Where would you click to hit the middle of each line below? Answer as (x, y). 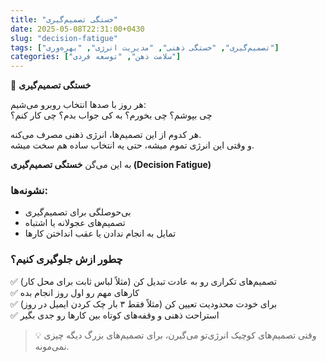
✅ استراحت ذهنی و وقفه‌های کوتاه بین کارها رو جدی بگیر (115, 315)
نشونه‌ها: (29, 191)
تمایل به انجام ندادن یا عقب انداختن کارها (100, 233)
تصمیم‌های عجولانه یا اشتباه (75, 223)
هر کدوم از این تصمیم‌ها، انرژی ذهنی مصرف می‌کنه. (106, 135)
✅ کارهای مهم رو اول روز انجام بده (75, 292)
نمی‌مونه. (52, 346)
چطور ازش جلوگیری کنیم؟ (66, 259)
